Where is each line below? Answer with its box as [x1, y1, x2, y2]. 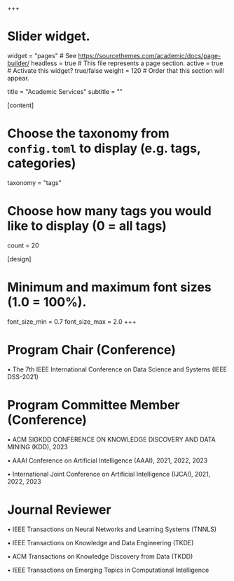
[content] [7, 101, 34, 109]
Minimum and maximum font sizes [7, 280, 212, 295]
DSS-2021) [7, 372, 39, 381]
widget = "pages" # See [7, 51, 77, 60]
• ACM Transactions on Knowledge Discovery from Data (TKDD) [7, 552, 193, 561]
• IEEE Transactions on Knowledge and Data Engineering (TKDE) [7, 538, 194, 547]
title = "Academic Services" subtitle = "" [7, 87, 123, 95]
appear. [7, 74, 29, 82]
